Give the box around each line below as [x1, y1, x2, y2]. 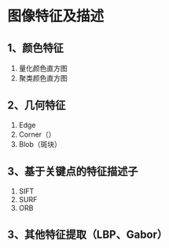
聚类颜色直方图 [18, 73, 68, 83]
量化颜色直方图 [18, 64, 68, 73]
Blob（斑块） [18, 139, 62, 148]
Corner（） [18, 130, 56, 139]
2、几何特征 [7, 99, 66, 112]
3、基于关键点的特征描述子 [7, 165, 138, 178]
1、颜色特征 [7, 41, 64, 54]
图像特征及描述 [7, 7, 105, 25]
